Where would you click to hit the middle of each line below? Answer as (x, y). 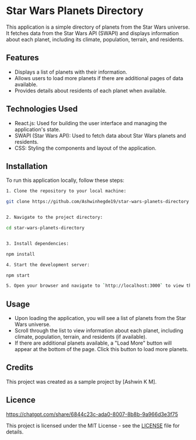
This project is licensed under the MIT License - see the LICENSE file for (93, 425)
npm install (20, 254)
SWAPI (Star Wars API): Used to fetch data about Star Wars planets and (100, 135)
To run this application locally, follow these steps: (65, 180)
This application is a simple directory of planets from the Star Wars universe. (98, 27)
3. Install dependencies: (37, 243)
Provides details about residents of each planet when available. (90, 90)
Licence (21, 400)
